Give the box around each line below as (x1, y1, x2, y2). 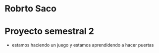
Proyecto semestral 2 (4, 26, 95, 37)
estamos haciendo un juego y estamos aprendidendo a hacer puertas (11, 42, 154, 48)
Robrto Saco (4, 3, 56, 14)
